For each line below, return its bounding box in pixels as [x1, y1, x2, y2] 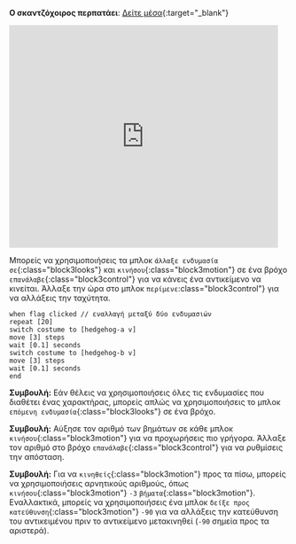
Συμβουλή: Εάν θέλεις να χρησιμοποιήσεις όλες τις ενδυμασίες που [9, 387, 264, 398]
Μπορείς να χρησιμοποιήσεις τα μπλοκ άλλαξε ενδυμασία [9, 255, 219, 265]
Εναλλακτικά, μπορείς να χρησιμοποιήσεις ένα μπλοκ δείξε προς [9, 497, 250, 508]
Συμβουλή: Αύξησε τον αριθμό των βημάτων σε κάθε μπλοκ [9, 424, 233, 433]
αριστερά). [9, 525, 50, 535]
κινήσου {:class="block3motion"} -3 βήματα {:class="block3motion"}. [9, 487, 255, 498]
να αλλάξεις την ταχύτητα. [9, 292, 111, 303]
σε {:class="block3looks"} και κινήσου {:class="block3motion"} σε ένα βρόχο [9, 265, 288, 275]
